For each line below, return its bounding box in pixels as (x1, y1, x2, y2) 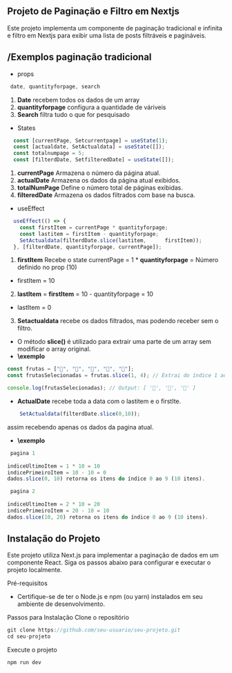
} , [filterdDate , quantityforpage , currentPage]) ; (13, 243, 162, 250)
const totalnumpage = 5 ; (13, 150, 85, 157)
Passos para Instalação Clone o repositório (7, 614, 130, 622)
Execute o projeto (7, 646, 57, 654)
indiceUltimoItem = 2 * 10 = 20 (7, 501, 100, 508)
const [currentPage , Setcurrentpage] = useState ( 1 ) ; (13, 137, 168, 144)
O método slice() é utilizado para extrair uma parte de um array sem (17, 338, 212, 346)
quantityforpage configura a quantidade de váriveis (17, 103, 166, 111)
